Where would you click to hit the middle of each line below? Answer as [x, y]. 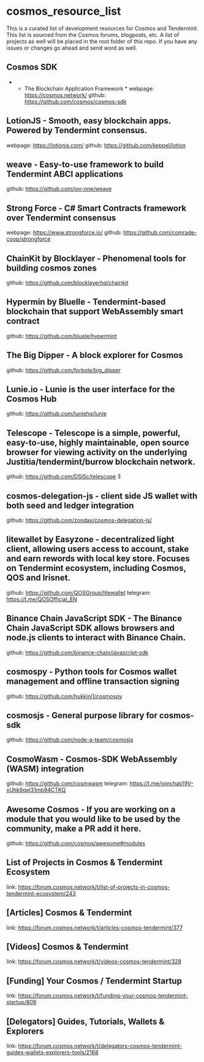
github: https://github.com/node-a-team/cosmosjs [70, 740]
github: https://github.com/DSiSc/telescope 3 [64, 476]
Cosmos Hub [32, 399]
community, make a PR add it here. [74, 828]
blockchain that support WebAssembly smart [95, 312]
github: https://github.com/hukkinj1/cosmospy [64, 696]
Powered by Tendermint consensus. [77, 130]
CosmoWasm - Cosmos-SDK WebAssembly [92, 759]
